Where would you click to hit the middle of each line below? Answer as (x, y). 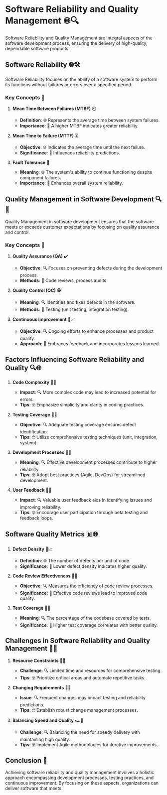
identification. (34, 431)
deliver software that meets (33, 789)
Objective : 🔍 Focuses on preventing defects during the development (91, 268)
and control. (17, 232)
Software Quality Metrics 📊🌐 (52, 534)
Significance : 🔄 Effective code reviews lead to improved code (83, 593)
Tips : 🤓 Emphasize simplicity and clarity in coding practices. (82, 404)
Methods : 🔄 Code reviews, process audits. (64, 280)
